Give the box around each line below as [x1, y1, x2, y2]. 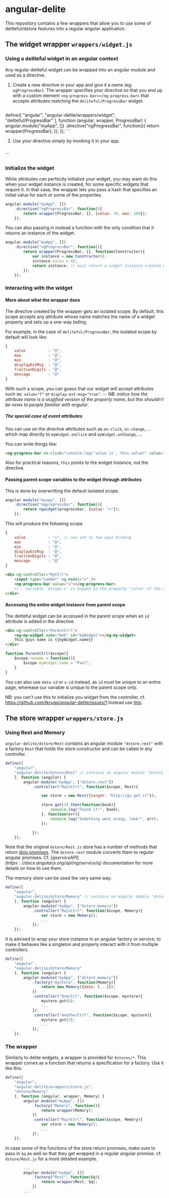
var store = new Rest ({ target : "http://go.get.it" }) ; [41, 793, 156, 798]
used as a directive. [5, 72, 46, 78]
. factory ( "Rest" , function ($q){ [32, 1175, 100, 1180]
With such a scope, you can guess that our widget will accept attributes [5, 385, 154, 391]
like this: [5, 1065, 23, 1071]
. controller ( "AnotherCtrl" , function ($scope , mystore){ [32, 1012, 152, 1017]
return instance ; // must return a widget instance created [32, 263, 161, 268]
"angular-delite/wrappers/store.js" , [14, 1084, 94, 1090]
